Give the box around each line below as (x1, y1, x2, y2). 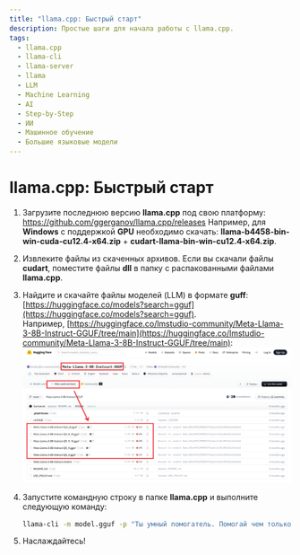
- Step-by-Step (17, 109, 74, 119)
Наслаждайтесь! (21, 535, 87, 547)
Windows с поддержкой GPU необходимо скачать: (21, 225, 219, 237)
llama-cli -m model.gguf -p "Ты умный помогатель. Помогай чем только (21, 519, 292, 529)
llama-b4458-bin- (220, 225, 290, 237)
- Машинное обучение (17, 128, 94, 137)
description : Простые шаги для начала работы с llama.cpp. (9, 23, 235, 33)
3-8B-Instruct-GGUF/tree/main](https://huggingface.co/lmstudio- (21, 328, 265, 339)
